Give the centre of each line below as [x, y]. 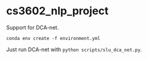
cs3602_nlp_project [58, 11]
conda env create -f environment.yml [53, 38]
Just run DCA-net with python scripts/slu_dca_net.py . [74, 49]
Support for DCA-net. [32, 27]
